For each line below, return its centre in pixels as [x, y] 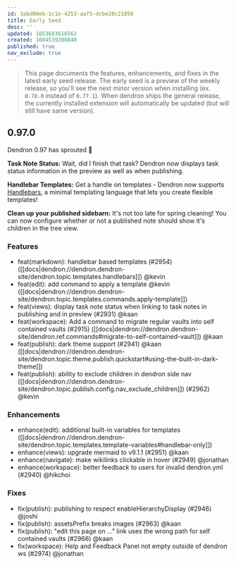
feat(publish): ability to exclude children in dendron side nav [105, 373]
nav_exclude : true [34, 54]
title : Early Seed [34, 20]
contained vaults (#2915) [54, 329]
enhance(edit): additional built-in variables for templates [99, 430]
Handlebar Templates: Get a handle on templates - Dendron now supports [116, 185]
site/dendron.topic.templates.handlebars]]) [80, 276]
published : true [31, 46]
